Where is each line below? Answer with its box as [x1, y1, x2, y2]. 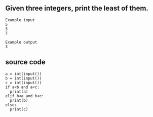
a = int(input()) [5, 71, 42, 76]
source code [5, 58, 46, 66]
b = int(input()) [5, 75, 42, 81]
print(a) [10, 89, 28, 94]
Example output [5, 40, 37, 45]
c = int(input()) [5, 80, 42, 85]
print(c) [10, 106, 28, 112]
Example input [5, 17, 35, 22]
